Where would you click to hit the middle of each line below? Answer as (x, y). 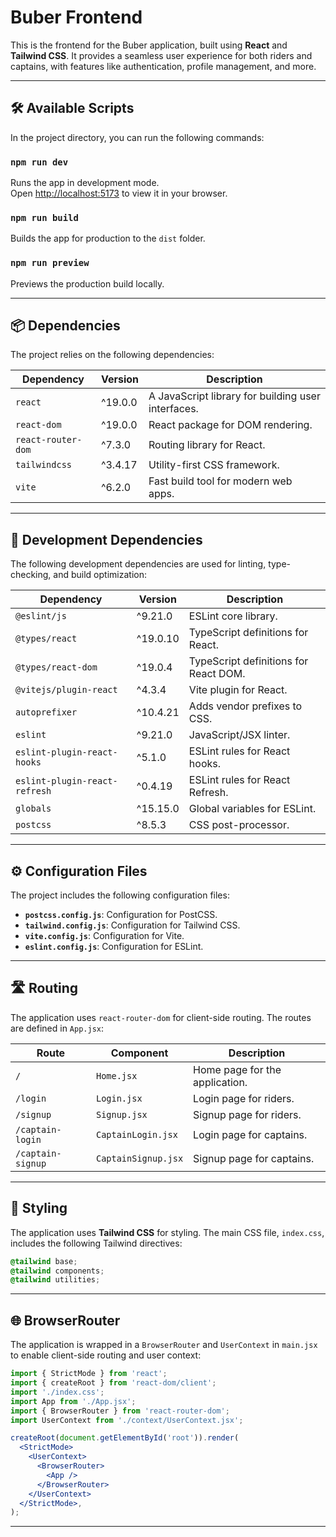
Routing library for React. (207, 445)
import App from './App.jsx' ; (73, 1401)
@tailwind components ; (57, 1271)
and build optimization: (100, 575)
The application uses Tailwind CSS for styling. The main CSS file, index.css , (167, 1232)
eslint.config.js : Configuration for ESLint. (114, 947)
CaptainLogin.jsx (136, 1134)
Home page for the (237, 1069)
